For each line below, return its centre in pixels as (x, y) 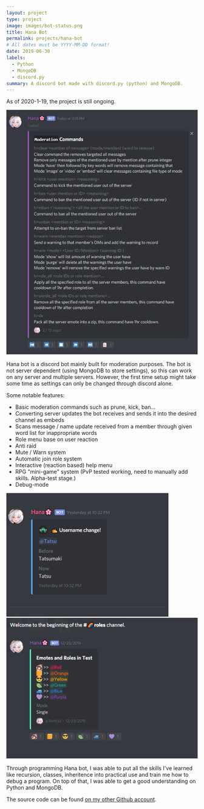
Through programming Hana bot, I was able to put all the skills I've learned (100, 768)
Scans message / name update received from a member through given (104, 426)
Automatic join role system (48, 459)
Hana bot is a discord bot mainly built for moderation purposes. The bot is (99, 364)
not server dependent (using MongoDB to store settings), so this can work (99, 370)
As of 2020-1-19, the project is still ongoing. (61, 102)
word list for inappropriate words (56, 432)
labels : (16, 58)
